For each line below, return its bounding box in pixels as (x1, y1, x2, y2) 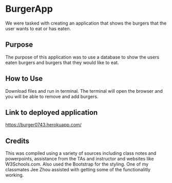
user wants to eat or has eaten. (5, 25, 71, 31)
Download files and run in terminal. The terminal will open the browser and (5, 88, 163, 94)
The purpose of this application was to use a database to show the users (5, 54, 160, 60)
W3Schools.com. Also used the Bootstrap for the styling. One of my (5, 161, 149, 167)
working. (5, 172, 24, 178)
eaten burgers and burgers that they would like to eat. (5, 59, 119, 66)
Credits (5, 136, 30, 145)
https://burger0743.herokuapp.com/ (5, 121, 82, 128)
